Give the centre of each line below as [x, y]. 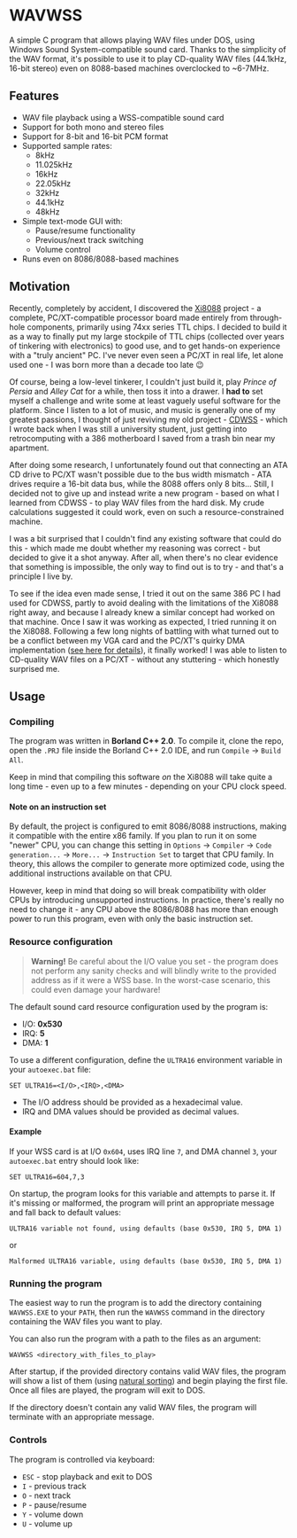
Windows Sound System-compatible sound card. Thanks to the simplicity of [148, 49]
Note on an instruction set [58, 807]
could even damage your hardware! [95, 989]
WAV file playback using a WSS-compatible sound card [123, 117]
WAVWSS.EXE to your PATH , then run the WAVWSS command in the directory [137, 1312]
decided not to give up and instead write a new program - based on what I [145, 493]
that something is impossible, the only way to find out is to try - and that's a [147, 566]
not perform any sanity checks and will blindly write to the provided [153, 971]
